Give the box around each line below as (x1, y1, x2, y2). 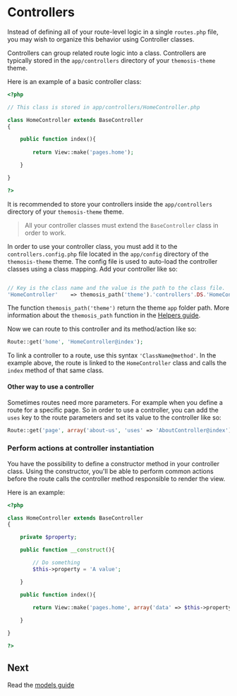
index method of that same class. (7, 366, 104, 374)
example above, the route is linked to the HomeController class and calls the (7, 359, 227, 367)
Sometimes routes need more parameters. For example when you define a (7, 398, 224, 406)
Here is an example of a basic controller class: (7, 77, 142, 85)
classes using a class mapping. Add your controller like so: (7, 264, 178, 273)
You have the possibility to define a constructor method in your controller (7, 459, 220, 468)
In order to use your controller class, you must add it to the (7, 242, 178, 250)
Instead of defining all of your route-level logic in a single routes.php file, (7, 28, 219, 36)
